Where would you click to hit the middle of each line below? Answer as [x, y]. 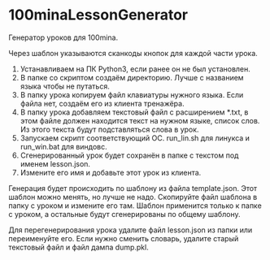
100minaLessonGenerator [98, 15]
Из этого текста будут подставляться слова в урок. [109, 129]
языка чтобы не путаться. [65, 86]
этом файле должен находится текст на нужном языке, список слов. [140, 120]
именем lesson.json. [55, 163]
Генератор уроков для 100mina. [63, 37]
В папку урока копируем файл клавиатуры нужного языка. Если [132, 94]
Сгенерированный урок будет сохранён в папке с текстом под [129, 155]
